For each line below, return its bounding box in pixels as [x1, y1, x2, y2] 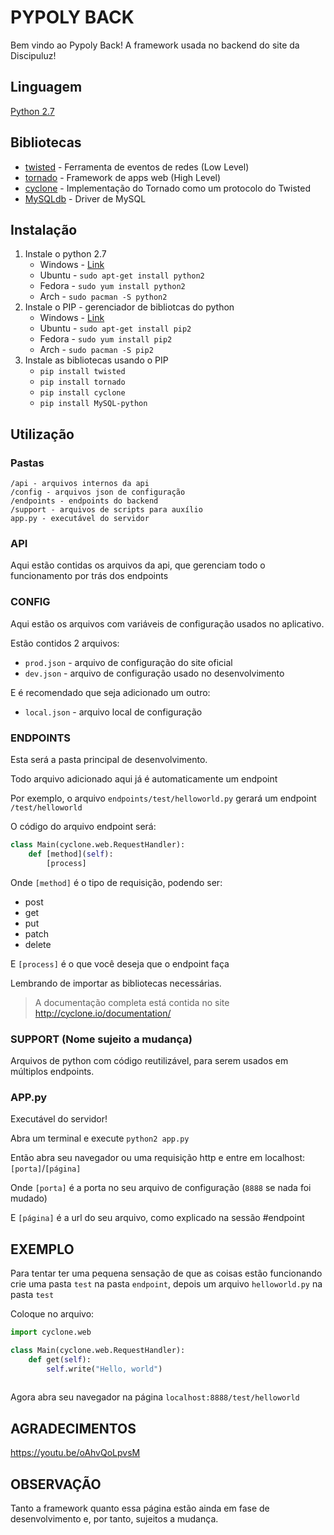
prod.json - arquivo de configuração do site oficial [24, 656, 233, 668]
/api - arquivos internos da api [10, 479, 150, 489]
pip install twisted [39, 367, 126, 377]
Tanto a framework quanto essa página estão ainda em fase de [10, 1502, 270, 1514]
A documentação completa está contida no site [34, 996, 230, 1008]
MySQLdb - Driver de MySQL [24, 192, 147, 205]
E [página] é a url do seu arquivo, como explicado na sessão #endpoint [10, 1212, 305, 1224]
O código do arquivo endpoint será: [10, 820, 157, 832]
